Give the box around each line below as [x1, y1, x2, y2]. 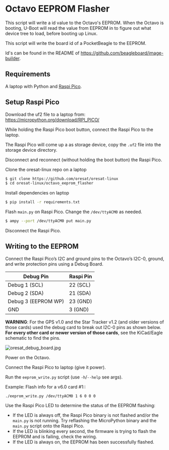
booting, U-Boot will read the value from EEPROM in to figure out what [5, 25, 151, 31]
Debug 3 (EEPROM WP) [8, 298, 65, 305]
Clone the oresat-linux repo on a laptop [5, 166, 87, 172]
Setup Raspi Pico [5, 98, 60, 106]
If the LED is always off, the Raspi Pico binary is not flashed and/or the [12, 412, 159, 418]
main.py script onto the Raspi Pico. [12, 423, 85, 429]
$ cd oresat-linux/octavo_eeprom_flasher [5, 181, 94, 186]
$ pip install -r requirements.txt [5, 200, 80, 205]
